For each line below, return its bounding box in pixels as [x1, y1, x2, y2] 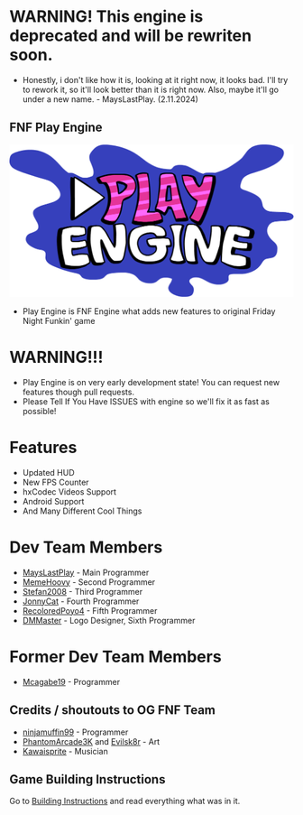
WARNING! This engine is [9, 6, 204, 27]
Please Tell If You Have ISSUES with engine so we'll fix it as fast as [22, 395, 271, 407]
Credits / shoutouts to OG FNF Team [9, 702, 216, 718]
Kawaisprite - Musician [22, 746, 108, 756]
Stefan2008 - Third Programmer [22, 586, 142, 597]
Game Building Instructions [9, 772, 166, 787]
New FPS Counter [22, 477, 89, 487]
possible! [22, 405, 57, 416]
